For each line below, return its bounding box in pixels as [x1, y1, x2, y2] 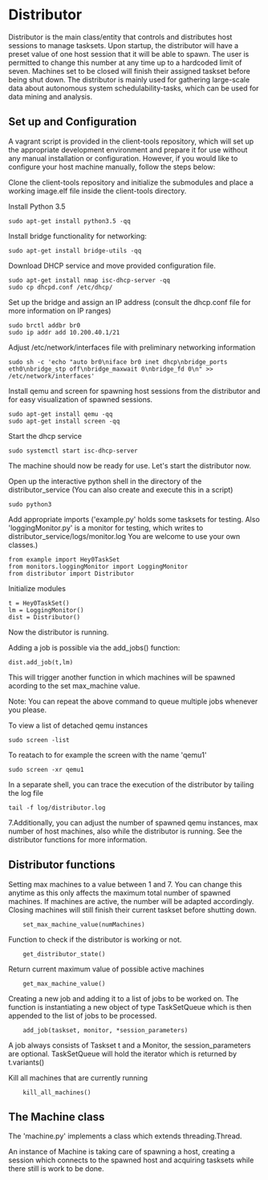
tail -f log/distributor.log [8, 804, 106, 812]
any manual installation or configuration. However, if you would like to [8, 153, 238, 163]
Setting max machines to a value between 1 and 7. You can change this [8, 879, 242, 889]
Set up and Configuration [8, 115, 137, 129]
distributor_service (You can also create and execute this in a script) [8, 485, 233, 494]
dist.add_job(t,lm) [8, 658, 74, 667]
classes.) [8, 540, 39, 549]
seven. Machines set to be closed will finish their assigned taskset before [8, 66, 250, 75]
